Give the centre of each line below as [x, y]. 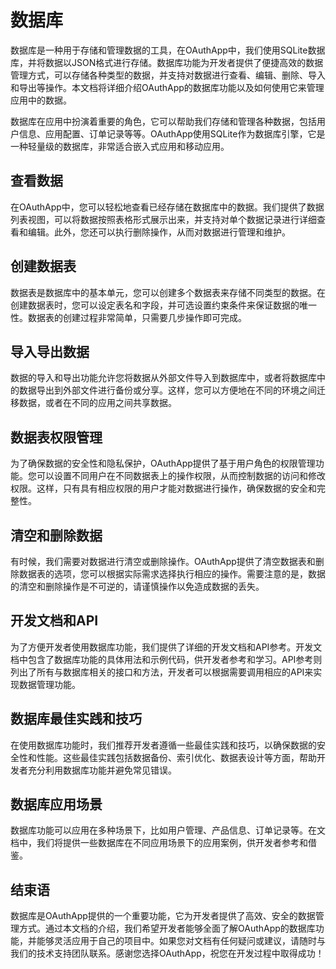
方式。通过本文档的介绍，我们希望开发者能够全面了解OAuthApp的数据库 [167, 928]
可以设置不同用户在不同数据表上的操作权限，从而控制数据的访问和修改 [181, 476]
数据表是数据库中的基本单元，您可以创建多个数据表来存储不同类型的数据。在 [168, 292]
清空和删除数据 [56, 535]
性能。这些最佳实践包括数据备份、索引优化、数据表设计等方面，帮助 [176, 757]
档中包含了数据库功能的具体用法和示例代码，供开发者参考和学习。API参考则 [166, 659]
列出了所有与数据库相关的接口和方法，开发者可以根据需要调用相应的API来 [162, 672]
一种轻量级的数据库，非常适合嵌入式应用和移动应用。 [120, 146]
